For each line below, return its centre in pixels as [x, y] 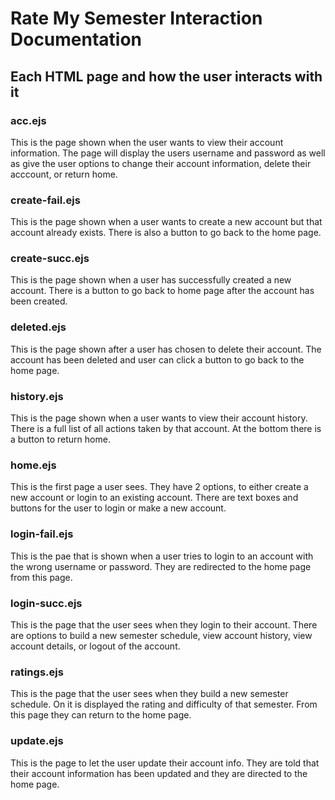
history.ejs [37, 396]
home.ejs [33, 465]
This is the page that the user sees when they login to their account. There [164, 624]
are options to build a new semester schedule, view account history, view [161, 635]
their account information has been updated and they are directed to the [159, 773]
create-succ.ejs [50, 259]
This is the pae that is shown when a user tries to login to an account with [162, 556]
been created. [39, 301]
